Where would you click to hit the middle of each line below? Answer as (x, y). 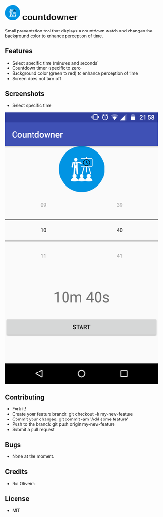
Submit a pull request (33, 430)
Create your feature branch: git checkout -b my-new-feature (73, 414)
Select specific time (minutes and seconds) (55, 63)
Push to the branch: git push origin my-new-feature (63, 424)
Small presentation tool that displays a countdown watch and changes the (79, 31)
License (17, 499)
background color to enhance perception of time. (54, 36)
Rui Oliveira (24, 483)
